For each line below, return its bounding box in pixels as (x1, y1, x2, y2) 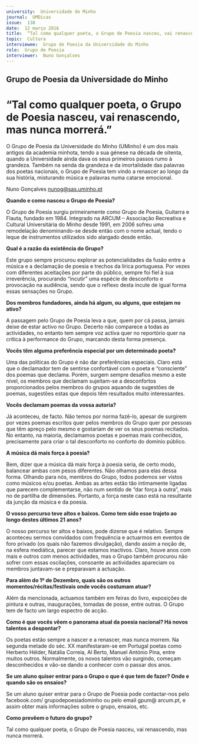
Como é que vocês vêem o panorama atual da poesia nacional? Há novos (6, 618, 189, 625)
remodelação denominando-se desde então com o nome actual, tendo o (6, 227, 182, 234)
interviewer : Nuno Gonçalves (6, 53, 81, 58)
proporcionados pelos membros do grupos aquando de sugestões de (6, 383, 175, 390)
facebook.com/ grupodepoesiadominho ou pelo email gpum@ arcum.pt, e (6, 696, 186, 703)
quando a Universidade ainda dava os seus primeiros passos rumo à (6, 155, 173, 162)
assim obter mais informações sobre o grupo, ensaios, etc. (6, 703, 149, 710)
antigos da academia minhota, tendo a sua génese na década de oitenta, (6, 149, 183, 156)
